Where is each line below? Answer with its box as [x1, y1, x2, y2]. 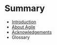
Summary [4, 3, 45, 14]
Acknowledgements [11, 29, 52, 35]
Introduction [11, 19, 37, 25]
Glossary [11, 34, 30, 40]
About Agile [11, 24, 36, 30]
